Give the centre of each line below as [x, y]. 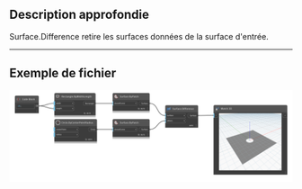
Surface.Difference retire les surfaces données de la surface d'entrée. [139, 36]
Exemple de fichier [63, 73]
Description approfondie [80, 15]
